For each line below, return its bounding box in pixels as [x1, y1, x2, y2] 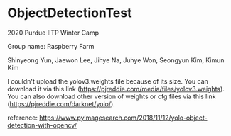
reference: [7, 113, 38, 122]
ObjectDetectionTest [7, 5, 132, 21]
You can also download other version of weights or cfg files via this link [7, 92, 216, 101]
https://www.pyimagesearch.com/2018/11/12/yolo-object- [38, 113, 208, 122]
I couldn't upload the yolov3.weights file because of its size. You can [7, 76, 208, 86]
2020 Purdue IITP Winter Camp [7, 28, 100, 37]
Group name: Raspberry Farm [7, 42, 95, 50]
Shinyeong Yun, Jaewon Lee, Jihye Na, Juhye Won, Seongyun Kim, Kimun [7, 55, 225, 64]
